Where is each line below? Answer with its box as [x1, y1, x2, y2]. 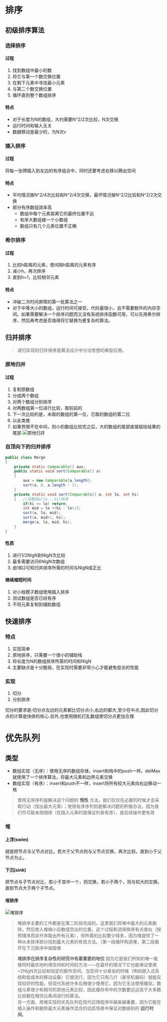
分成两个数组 [12, 392, 39, 398]
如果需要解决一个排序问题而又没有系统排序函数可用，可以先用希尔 [21, 311, 157, 317]
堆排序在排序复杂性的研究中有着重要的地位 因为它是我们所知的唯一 [17, 955, 154, 961]
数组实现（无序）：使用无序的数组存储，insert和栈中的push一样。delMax [12, 768, 161, 774]
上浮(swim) [5, 836, 29, 843]
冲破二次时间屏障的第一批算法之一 [12, 299, 83, 305]
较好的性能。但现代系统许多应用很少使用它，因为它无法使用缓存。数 [21, 980, 162, 986]
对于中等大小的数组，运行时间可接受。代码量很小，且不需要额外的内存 [12, 305, 157, 311]
